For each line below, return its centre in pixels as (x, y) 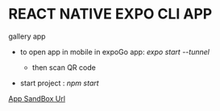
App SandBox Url (37, 98)
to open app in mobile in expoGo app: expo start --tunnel (114, 51)
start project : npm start (59, 83)
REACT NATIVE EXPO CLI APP (110, 14)
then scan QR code (64, 67)
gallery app (27, 36)
